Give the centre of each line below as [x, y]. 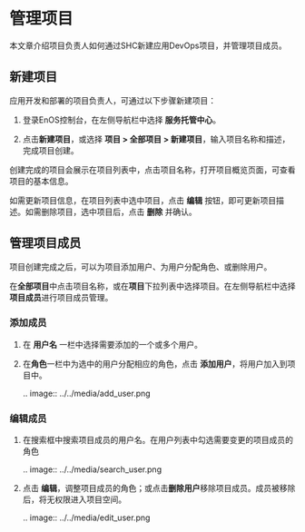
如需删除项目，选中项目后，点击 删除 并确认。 [111, 212]
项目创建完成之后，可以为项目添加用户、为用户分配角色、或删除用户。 [141, 266]
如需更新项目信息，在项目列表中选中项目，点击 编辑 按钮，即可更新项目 [143, 200]
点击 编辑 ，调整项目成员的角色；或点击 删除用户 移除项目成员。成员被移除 [159, 488]
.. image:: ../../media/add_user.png [87, 393]
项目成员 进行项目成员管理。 [61, 297]
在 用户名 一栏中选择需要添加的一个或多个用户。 [112, 344]
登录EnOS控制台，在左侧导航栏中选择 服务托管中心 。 [122, 120]
